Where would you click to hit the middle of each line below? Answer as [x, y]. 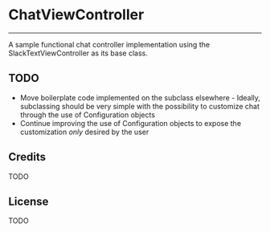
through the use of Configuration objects [87, 115]
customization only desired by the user [84, 132]
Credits [27, 157]
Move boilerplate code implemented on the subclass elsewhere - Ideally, [140, 97]
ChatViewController [76, 15]
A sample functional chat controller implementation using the [109, 44]
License [29, 201]
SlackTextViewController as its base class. [78, 53]
